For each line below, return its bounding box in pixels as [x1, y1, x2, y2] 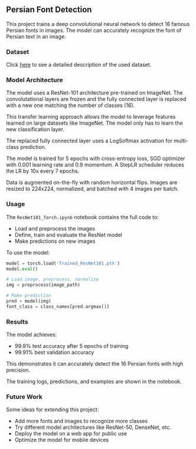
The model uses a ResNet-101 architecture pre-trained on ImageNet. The [6, 89, 183, 96]
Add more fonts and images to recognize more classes [14, 418, 148, 425]
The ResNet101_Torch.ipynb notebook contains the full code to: [6, 213, 159, 220]
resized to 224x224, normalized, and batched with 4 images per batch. [6, 186, 179, 193]
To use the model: [6, 249, 50, 256]
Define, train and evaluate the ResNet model [14, 231, 122, 238]
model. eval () [6, 266, 38, 272]
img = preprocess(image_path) [6, 282, 81, 288]
